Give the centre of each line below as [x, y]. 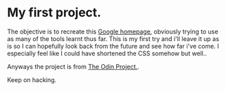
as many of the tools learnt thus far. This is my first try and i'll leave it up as [113, 38]
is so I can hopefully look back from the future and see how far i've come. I [113, 46]
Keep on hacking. [32, 79]
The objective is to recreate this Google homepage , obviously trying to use [113, 31]
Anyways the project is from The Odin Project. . [73, 66]
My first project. [54, 13]
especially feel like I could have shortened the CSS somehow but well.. [107, 53]
